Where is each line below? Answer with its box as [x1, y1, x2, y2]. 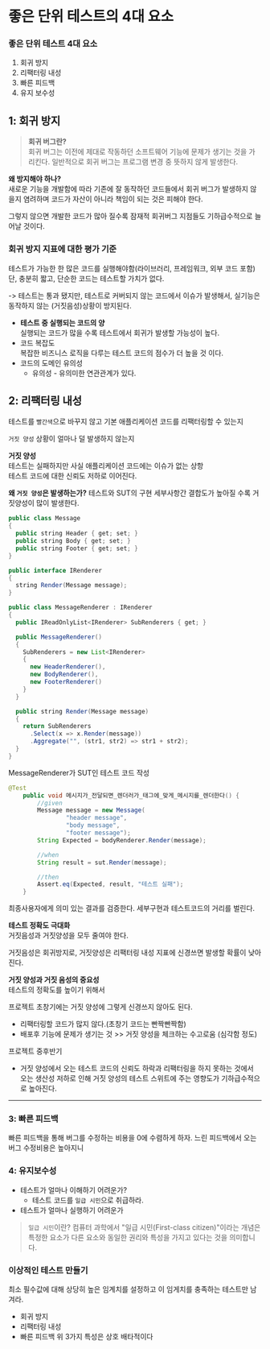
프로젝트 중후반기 [8, 1046, 63, 1056]
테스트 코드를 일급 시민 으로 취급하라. [31, 1195, 144, 1205]
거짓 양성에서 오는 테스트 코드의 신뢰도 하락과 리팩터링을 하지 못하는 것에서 [19, 1064, 255, 1074]
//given [37, 799, 63, 807]
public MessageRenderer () [15, 633, 103, 641]
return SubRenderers [22, 722, 92, 730]
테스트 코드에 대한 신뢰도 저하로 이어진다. [8, 471, 137, 481]
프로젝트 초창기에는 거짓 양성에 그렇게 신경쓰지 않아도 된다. [8, 1002, 193, 1012]
